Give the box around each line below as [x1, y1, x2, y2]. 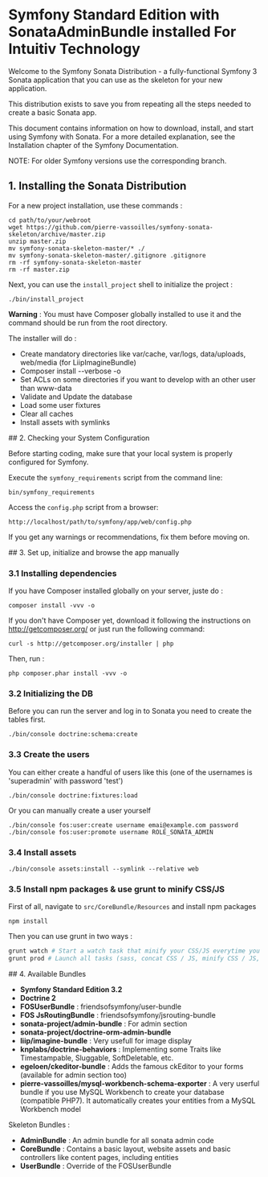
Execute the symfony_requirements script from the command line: [8, 472, 223, 482]
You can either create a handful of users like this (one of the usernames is [8, 767, 253, 777]
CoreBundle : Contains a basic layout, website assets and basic [19, 1144, 231, 1154]
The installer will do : [8, 333, 77, 343]
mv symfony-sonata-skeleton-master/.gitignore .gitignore [8, 251, 206, 259]
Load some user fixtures [19, 400, 101, 409]
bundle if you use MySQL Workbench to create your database [19, 1087, 225, 1097]
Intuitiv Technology [8, 40, 140, 58]
